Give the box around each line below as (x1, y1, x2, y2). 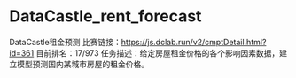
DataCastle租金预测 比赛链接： (9, 36, 122, 47)
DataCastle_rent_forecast (9, 6, 202, 27)
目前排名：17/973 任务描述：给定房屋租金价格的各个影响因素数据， (35, 47, 280, 58)
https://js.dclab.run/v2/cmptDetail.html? (121, 36, 267, 47)
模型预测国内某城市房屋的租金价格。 (16, 58, 149, 69)
